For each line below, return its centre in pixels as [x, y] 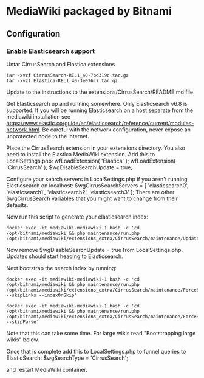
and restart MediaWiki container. [47, 369]
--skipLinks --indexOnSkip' [42, 295]
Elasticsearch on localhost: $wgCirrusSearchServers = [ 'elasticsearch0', [98, 185]
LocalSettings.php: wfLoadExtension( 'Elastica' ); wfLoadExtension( [91, 161]
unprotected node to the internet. [48, 136]
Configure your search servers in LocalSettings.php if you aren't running [97, 179]
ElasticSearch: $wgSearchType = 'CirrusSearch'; [67, 358]
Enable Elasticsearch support [51, 51]
